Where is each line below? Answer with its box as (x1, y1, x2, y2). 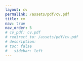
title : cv (5, 16, 26, 21)
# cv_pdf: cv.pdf (5, 30, 41, 35)
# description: (5, 39, 37, 44)
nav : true (5, 21, 26, 26)
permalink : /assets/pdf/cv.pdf (5, 12, 70, 17)
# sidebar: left (5, 48, 43, 53)
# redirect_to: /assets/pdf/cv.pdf (5, 35, 79, 40)
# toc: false (5, 44, 32, 49)
